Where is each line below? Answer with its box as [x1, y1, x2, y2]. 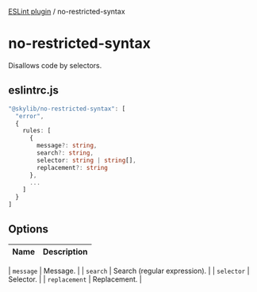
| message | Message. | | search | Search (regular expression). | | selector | [8, 266, 250, 275]
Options [8, 222, 49, 236]
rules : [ [22, 127, 52, 135]
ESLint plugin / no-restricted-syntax [8, 7, 125, 16]
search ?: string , [36, 149, 94, 157]
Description [42, 246, 89, 257]
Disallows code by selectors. [8, 60, 102, 70]
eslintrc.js [8, 83, 59, 98]
